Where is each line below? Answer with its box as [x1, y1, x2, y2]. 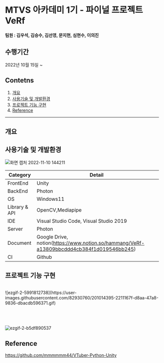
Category [8, 171, 31, 178]
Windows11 [36, 195, 65, 202]
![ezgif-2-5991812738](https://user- [5, 290, 77, 296]
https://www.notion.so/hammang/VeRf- [53, 239, 145, 246]
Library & [7, 203, 28, 210]
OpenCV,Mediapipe [36, 206, 82, 213]
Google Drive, [36, 233, 68, 240]
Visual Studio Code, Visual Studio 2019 [36, 217, 127, 224]
